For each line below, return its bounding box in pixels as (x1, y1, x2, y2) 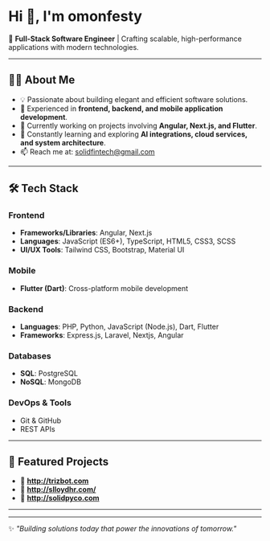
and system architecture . (19, 137, 106, 147)
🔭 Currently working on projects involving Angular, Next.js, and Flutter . (19, 121, 257, 130)
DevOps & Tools (8, 397, 72, 408)
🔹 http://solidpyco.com (19, 494, 100, 503)
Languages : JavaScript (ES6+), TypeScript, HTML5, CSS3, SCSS (19, 236, 236, 246)
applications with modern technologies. (8, 42, 139, 51)
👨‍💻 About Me (8, 73, 76, 87)
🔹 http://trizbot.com (19, 476, 89, 486)
